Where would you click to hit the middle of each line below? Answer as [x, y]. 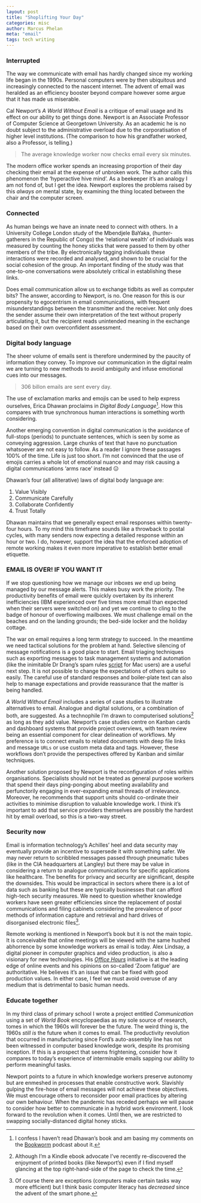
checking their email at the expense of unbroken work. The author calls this [99, 172]
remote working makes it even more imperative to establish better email [95, 548]
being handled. [25, 690]
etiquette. [18, 554]
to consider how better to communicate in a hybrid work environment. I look [100, 1108]
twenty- [183, 522]
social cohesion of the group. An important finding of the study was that [95, 265]
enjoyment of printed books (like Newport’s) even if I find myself [94, 1162]
